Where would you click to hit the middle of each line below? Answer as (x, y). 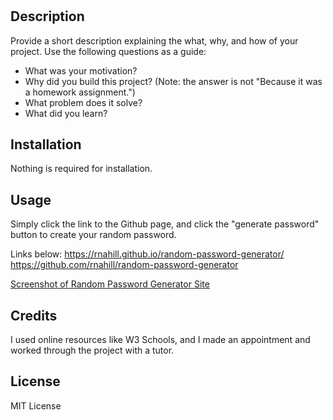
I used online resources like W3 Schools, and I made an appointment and (160, 340)
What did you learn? (66, 113)
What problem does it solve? (83, 102)
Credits (34, 315)
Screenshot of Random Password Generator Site (110, 284)
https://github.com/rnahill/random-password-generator (124, 265)
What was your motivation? (81, 70)
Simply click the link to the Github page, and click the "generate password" (165, 224)
